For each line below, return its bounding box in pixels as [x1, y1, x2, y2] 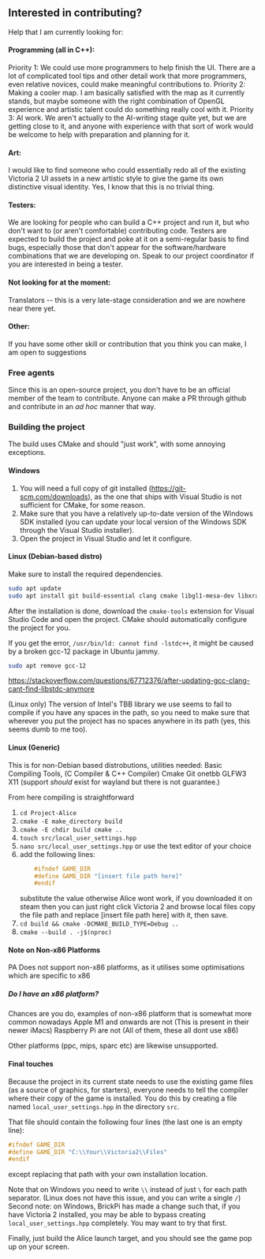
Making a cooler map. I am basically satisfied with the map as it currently [8, 88, 245, 98]
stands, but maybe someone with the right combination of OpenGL [8, 96, 225, 106]
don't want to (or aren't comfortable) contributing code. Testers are [8, 226, 227, 236]
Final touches [8, 1060, 54, 1069]
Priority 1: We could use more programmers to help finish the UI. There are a [8, 63, 256, 73]
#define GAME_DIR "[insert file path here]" [34, 872, 183, 880]
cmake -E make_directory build [19, 818, 123, 825]
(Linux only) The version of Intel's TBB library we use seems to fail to [8, 699, 233, 709]
